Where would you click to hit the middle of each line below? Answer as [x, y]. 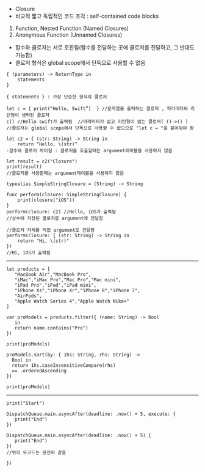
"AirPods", [28, 296]
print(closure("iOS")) [46, 200]
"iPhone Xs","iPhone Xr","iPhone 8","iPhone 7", [77, 290]
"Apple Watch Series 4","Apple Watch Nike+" [72, 301]
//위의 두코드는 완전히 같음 [36, 452]
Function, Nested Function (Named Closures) [72, 28]
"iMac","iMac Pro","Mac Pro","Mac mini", [68, 280]
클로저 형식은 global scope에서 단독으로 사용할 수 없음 [80, 63]
